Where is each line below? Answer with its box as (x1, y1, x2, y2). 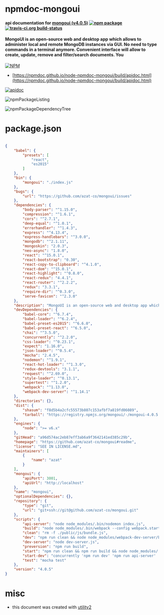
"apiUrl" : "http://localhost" (22, 480, 84, 485)
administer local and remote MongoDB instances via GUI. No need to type (5, 42, 157, 47)
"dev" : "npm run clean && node (22, 535, 86, 540)
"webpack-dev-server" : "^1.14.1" (22, 389, 91, 395)
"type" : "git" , (22, 503, 54, 508)
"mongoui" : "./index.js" (22, 180, 73, 185)
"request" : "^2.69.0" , (22, 371, 69, 376)
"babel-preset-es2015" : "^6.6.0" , (22, 321, 93, 326)
